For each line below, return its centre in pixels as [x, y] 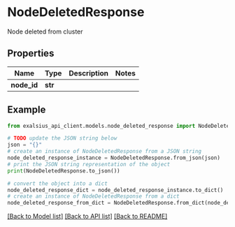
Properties [31, 53]
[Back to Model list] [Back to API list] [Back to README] [87, 217]
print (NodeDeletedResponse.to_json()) [64, 171]
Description [89, 73]
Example [27, 110]
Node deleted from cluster [45, 31]
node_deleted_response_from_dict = [59, 203]
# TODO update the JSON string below [62, 138]
